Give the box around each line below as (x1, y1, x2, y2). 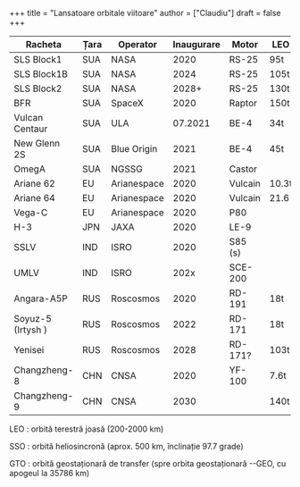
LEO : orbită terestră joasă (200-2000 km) (9, 424, 164, 434)
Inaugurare (172, 38, 221, 50)
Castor (229, 163, 257, 175)
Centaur (13, 122, 48, 135)
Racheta (25, 38, 62, 50)
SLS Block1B (13, 68, 69, 80)
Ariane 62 (13, 178, 55, 189)
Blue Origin (111, 143, 158, 155)
